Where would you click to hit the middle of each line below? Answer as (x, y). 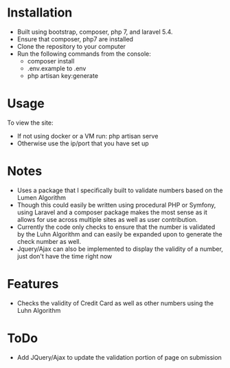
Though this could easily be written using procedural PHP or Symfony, (116, 205)
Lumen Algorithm (42, 197)
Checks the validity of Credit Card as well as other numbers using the (115, 303)
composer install (51, 61)
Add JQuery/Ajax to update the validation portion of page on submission (119, 357)
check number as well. (49, 241)
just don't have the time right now (65, 256)
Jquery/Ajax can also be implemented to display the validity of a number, (120, 249)
